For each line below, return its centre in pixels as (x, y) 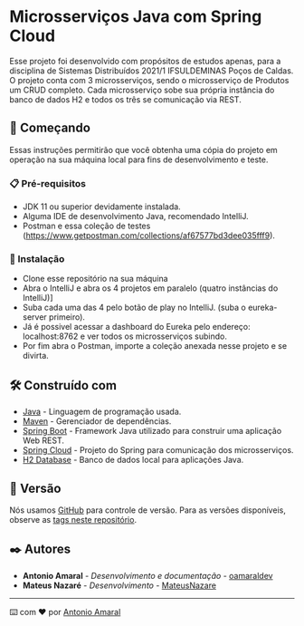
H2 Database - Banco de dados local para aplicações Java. (133, 460)
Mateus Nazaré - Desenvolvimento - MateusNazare (119, 585)
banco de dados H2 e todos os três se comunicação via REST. (125, 99)
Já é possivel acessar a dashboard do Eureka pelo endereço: (136, 327)
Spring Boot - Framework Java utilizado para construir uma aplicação (152, 431)
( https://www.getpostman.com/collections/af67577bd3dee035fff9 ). (149, 236)
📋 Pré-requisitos (47, 183)
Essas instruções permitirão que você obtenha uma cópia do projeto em (143, 149)
